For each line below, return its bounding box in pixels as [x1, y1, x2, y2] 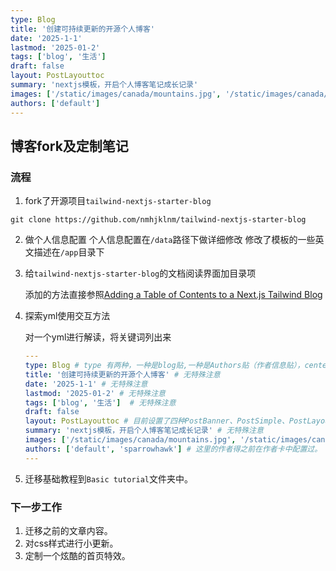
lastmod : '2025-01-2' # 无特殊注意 [24, 388, 166, 398]
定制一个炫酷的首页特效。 [24, 549, 131, 561]
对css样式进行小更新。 [24, 537, 119, 549]
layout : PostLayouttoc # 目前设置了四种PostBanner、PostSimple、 [24, 416, 290, 426]
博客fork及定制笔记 [10, 137, 129, 155]
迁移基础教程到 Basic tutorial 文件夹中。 [24, 472, 194, 485]
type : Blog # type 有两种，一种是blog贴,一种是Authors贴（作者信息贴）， [24, 361, 305, 371]
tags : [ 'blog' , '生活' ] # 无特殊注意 [24, 397, 177, 408]
